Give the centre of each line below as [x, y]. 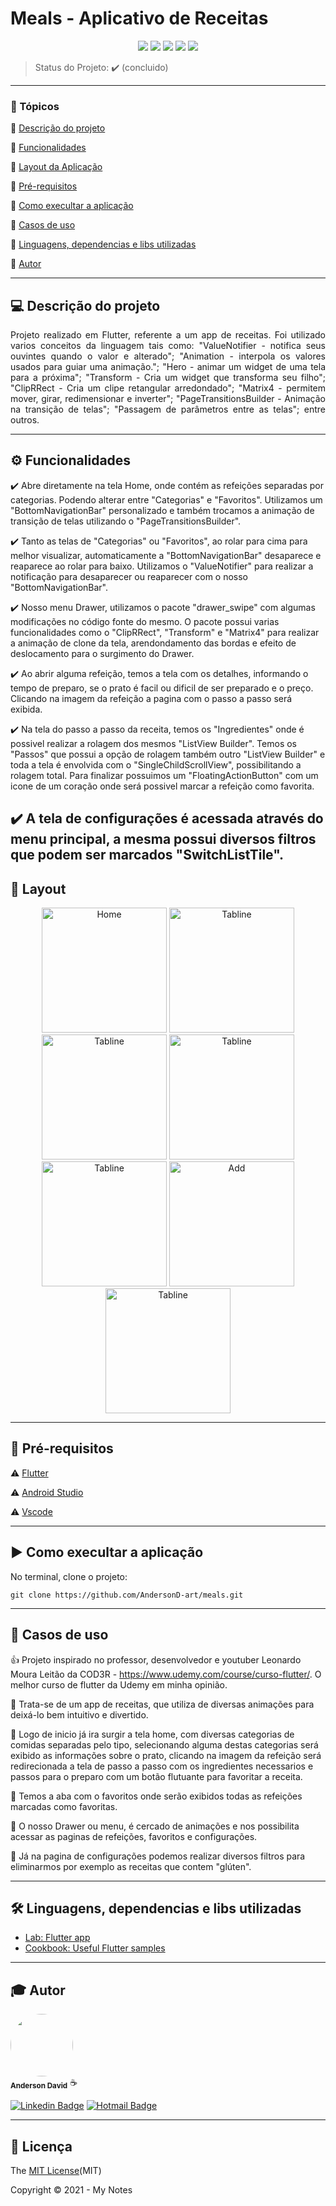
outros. [25, 420]
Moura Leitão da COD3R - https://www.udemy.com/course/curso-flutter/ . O [166, 1674]
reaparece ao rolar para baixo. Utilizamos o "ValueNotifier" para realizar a [162, 566]
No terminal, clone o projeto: [69, 1576]
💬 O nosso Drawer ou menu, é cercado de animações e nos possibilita [155, 1826]
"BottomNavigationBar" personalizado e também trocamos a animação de [162, 510]
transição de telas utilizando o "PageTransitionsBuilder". [126, 521]
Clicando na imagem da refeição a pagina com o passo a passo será [151, 698]
